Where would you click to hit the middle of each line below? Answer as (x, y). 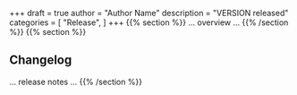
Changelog (41, 60)
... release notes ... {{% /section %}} (76, 82)
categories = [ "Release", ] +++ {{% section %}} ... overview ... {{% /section (149, 22)
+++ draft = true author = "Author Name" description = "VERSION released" (149, 13)
